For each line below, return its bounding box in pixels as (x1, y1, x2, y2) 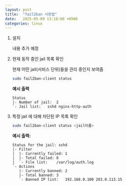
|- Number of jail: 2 (12, 100, 59, 105)
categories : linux (5, 21, 43, 26)
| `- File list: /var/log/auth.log (12, 160, 94, 165)
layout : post (5, 7, 32, 12)
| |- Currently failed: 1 (12, 151, 68, 156)
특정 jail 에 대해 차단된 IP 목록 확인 (12, 114, 78, 120)
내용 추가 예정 (12, 45, 39, 52)
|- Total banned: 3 (19, 173, 59, 178)
